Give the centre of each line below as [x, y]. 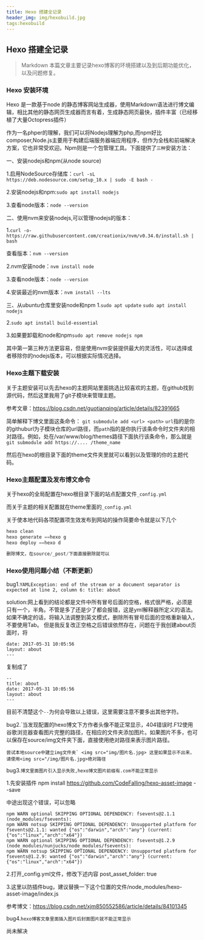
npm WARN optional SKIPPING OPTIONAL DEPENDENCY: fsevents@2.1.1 [90, 814]
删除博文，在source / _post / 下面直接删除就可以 [58, 554]
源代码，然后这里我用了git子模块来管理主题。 [63, 395]
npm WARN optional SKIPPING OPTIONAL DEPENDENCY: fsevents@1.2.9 [90, 840]
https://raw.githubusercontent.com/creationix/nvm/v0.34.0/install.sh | [100, 236]
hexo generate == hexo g [36, 537]
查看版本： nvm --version [37, 253]
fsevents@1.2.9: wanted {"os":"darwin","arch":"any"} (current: [89, 857]
